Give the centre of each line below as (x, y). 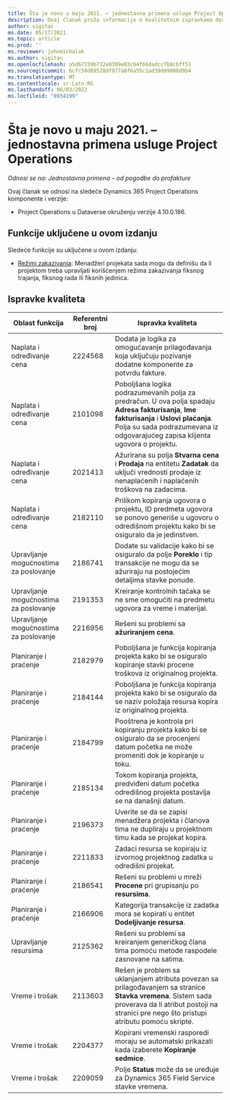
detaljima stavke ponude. (155, 580)
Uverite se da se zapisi (151, 812)
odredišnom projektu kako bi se (166, 526)
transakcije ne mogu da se (157, 563)
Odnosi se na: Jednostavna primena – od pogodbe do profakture (99, 178)
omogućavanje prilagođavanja (163, 347)
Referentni (90, 318)
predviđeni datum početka (157, 783)
